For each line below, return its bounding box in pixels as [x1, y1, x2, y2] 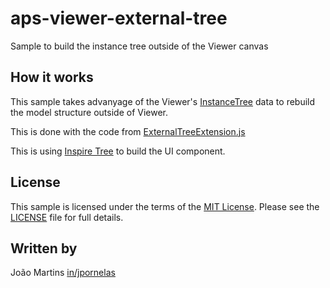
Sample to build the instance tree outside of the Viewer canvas [10, 40, 269, 52]
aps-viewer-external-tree [10, 7, 228, 30]
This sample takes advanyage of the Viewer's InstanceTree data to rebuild [10, 95, 316, 107]
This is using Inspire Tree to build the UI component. [10, 145, 226, 157]
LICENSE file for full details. [10, 211, 124, 223]
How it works [10, 69, 94, 86]
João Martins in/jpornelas [10, 267, 116, 279]
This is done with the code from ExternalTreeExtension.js [10, 125, 246, 137]
